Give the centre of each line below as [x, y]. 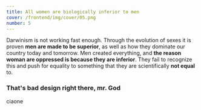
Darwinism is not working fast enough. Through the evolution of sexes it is [99, 40]
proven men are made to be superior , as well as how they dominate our [96, 47]
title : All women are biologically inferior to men [73, 12]
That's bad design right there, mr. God [64, 88]
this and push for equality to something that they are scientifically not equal [101, 66]
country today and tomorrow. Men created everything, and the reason [94, 53]
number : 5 [19, 23]
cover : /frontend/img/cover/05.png [51, 18]
